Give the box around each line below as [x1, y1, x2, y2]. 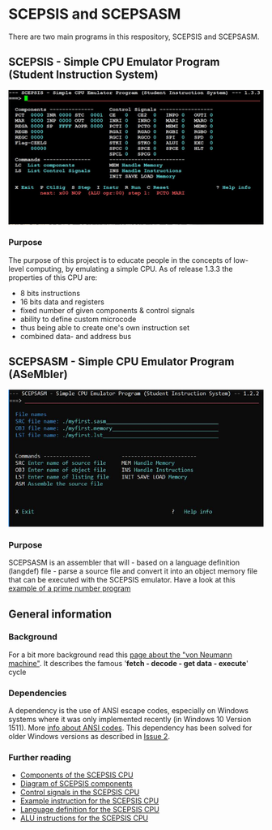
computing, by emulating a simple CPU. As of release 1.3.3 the [25, 264, 233, 273]
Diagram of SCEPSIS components [19, 779, 133, 789]
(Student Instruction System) [8, 68, 159, 82]
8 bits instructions [19, 288, 81, 298]
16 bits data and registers [19, 297, 105, 307]
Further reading [8, 752, 71, 763]
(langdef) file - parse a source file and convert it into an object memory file [8, 566, 257, 576]
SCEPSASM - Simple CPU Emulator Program [8, 355, 235, 369]
